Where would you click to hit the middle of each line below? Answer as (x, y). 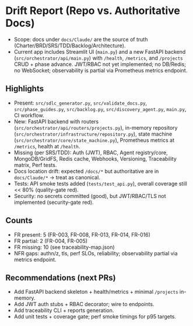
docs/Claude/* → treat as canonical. (57, 177)
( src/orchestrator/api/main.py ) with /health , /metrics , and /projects (98, 58)
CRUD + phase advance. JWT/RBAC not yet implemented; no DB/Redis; (100, 64)
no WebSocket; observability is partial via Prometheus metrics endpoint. (101, 70)
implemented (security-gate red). (54, 202)
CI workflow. (29, 115)
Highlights (25, 89)
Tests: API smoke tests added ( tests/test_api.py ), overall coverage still (100, 183)
